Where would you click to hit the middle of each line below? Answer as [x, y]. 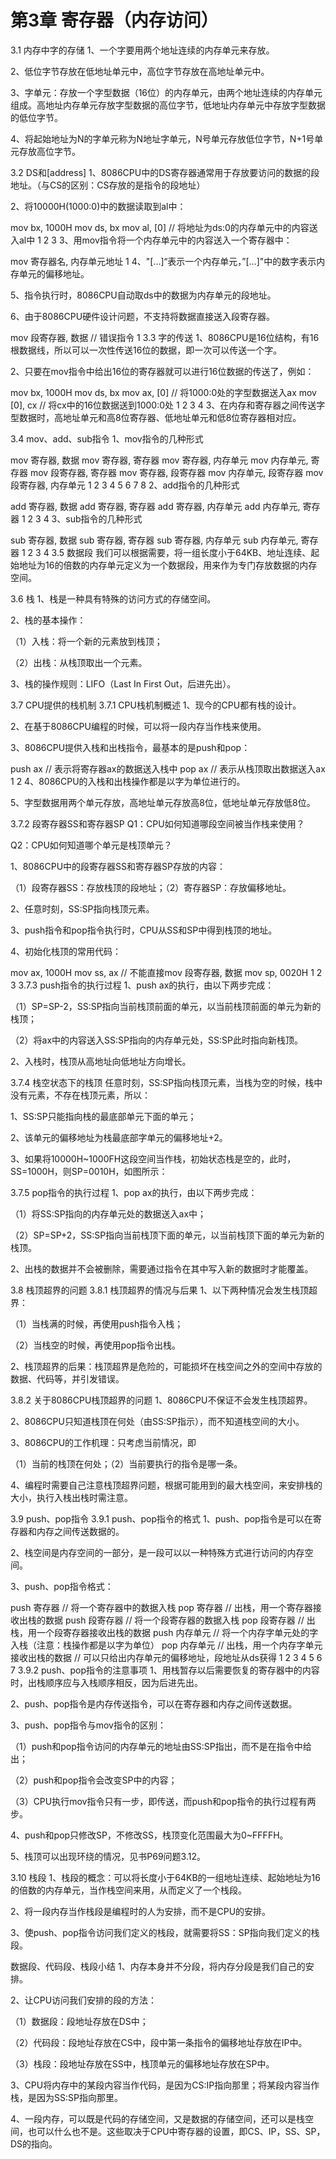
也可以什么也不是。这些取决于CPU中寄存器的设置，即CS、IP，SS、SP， [176, 2131]
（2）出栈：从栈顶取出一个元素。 [79, 662]
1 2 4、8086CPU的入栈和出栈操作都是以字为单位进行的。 [128, 781]
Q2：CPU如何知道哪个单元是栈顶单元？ [91, 845]
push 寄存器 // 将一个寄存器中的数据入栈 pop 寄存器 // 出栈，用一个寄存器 [161, 1607]
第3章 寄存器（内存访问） [114, 20]
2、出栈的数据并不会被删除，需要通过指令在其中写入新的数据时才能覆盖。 [162, 1268]
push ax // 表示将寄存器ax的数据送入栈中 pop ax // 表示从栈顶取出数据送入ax [168, 768]
